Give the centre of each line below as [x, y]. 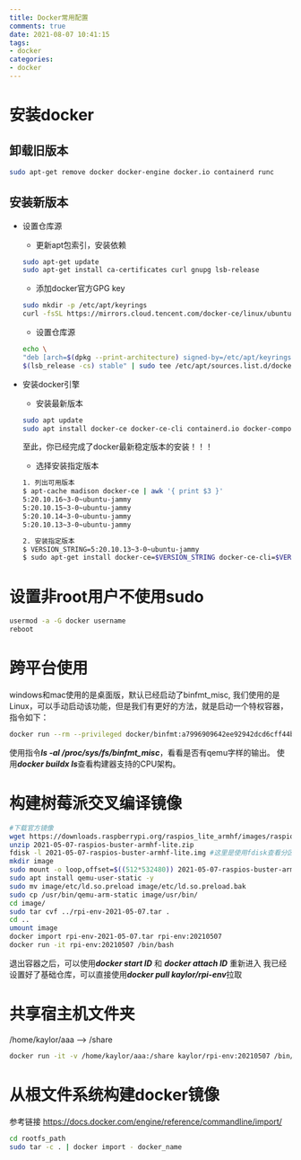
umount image [34, 928]
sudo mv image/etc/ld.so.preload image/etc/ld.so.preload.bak [128, 886]
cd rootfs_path [38, 1138]
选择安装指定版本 [67, 466]
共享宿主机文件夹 [73, 1014]
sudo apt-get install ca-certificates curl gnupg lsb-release [141, 270]
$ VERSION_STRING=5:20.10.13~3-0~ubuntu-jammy [111, 549]
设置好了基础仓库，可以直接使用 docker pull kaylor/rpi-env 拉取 [126, 974]
